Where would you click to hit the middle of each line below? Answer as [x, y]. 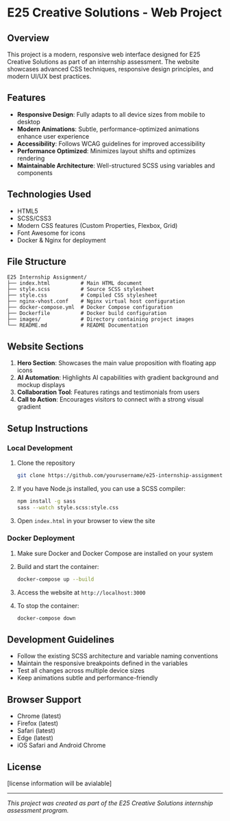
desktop [29, 122]
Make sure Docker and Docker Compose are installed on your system [115, 553]
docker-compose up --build [55, 579]
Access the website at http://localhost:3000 [81, 592]
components [35, 172]
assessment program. [38, 811]
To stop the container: [48, 605]
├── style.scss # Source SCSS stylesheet [81, 290]
